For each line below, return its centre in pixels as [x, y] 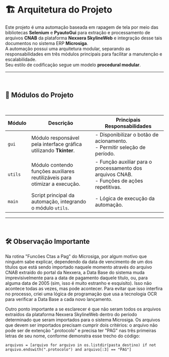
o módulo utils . [50, 208]
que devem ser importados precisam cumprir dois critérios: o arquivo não [81, 325]
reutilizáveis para [51, 177]
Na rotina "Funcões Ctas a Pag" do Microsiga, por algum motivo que [76, 256]
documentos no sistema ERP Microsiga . [47, 43]
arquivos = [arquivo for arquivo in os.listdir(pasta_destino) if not [81, 345]
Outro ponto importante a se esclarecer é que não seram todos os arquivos [83, 309]
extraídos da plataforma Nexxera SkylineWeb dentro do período [71, 314]
